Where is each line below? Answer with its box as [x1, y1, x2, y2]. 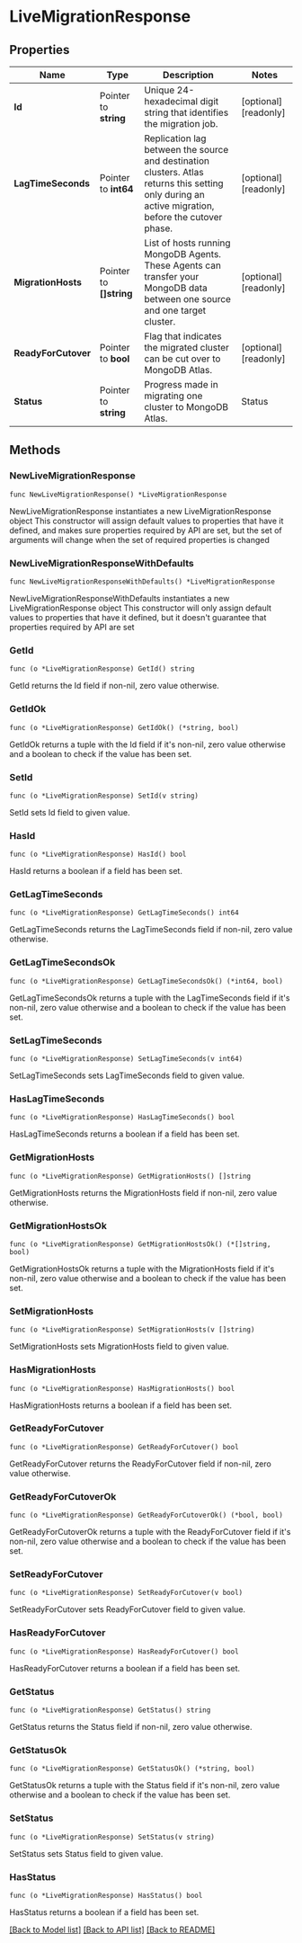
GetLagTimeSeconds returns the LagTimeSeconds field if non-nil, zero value [9, 924, 293, 935]
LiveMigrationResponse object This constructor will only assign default [9, 602, 272, 613]
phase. [143, 222, 173, 235]
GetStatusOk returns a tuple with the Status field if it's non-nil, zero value [9, 1780, 280, 1791]
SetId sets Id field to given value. [9, 807, 130, 817]
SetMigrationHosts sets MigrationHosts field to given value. [9, 1341, 229, 1352]
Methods [9, 442, 61, 458]
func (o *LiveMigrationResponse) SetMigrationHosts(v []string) [9, 1325, 255, 1334]
